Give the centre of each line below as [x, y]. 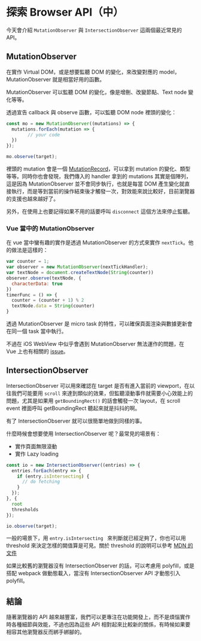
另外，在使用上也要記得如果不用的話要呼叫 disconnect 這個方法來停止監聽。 [100, 211]
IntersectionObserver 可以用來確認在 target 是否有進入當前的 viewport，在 [98, 385]
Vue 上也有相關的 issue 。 [37, 351]
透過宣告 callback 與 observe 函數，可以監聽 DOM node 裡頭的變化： [92, 112]
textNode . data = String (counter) [53, 306]
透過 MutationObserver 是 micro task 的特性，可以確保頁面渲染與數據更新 [97, 324]
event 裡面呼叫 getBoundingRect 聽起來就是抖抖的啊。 [73, 408]
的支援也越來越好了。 [32, 199]
